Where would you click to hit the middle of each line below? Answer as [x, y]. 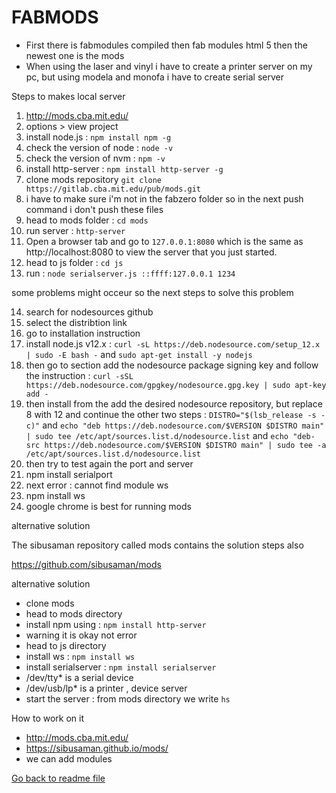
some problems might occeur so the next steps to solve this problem [152, 292]
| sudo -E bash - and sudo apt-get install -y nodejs [139, 354]
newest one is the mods [75, 55]
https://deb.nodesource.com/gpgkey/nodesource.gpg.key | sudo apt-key [176, 385]
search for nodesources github [89, 312]
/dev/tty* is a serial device [79, 677]
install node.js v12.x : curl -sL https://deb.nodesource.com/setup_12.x [173, 343]
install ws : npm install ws [80, 656]
